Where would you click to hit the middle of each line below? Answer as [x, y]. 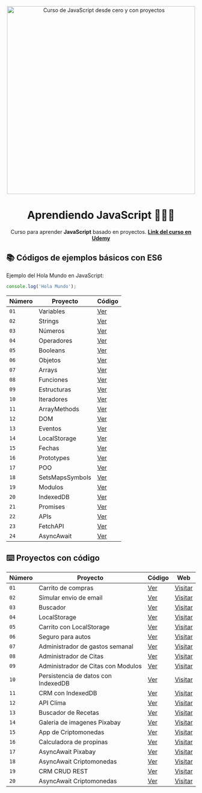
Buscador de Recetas [69, 713]
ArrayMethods [59, 409]
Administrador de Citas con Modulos [90, 666]
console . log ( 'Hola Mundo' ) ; [41, 286]
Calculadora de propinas [73, 742]
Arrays [48, 370]
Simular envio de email [71, 598]
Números [52, 331]
